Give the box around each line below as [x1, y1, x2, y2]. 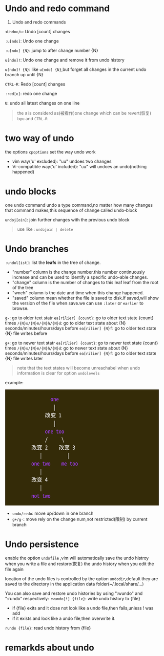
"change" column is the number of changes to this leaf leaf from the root [12, 279, 159, 285]
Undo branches [5, 243, 69, 254]
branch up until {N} [5, 71, 44, 77]
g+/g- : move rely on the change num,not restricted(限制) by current [12, 516, 148, 522]
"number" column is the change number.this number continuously [12, 269, 145, 275]
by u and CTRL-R [17, 115, 48, 121]
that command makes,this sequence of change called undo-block [5, 207, 138, 213]
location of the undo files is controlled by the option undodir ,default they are [5, 576, 158, 582]
